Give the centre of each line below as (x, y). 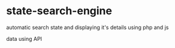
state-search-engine (59, 11)
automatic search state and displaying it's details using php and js (87, 27)
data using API (24, 39)
